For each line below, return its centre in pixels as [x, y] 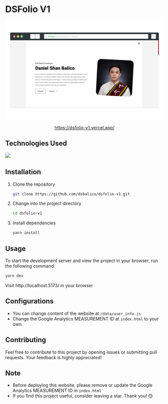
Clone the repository [34, 184]
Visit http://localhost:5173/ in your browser [49, 285]
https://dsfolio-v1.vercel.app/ [85, 127]
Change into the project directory [47, 204]
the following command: [30, 266]
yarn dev [14, 276]
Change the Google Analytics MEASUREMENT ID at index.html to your [86, 318]
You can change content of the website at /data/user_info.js [77, 313]
